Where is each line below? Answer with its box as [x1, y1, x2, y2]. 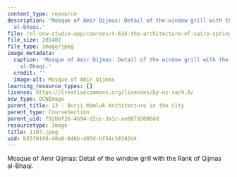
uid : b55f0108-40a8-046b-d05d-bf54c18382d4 [7, 135, 138, 142]
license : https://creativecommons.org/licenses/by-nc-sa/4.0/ [7, 89, 194, 96]
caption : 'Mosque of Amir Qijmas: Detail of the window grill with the [13, 56, 229, 63]
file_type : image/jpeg [7, 43, 74, 50]
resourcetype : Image [7, 121, 68, 129]
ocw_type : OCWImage [7, 96, 65, 103]
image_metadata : [7, 50, 55, 57]
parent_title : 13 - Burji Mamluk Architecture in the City [7, 102, 185, 109]
